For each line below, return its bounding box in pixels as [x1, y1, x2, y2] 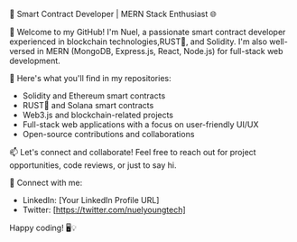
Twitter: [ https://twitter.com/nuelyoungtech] [22, 204, 187, 215]
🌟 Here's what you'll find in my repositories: [9, 73, 172, 83]
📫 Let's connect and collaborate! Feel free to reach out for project [9, 147, 256, 157]
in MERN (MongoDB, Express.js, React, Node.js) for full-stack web [37, 46, 283, 56]
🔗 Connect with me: [9, 177, 83, 188]
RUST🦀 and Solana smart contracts [22, 100, 154, 110]
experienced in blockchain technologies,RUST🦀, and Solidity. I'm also [9, 36, 268, 47]
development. [9, 55, 60, 66]
